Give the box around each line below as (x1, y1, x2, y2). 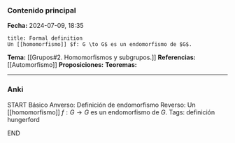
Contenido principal (7, 6, 76, 15)
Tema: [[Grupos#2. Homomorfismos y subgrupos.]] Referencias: (7, 53, 196, 61)
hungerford (7, 115, 40, 123)
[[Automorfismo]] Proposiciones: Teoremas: (7, 61, 138, 69)
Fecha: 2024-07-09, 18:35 (7, 22, 84, 30)
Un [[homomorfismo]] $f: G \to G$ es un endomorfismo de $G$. (7, 41, 192, 48)
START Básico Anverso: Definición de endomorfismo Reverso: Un (7, 100, 196, 109)
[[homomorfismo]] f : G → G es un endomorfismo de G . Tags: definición (7, 107, 215, 116)
